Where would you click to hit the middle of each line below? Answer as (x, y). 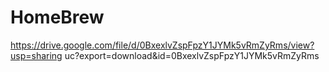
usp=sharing (36, 55)
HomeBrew (57, 17)
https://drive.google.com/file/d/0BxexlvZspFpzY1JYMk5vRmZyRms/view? (162, 45)
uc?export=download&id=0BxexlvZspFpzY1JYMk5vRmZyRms (192, 55)
